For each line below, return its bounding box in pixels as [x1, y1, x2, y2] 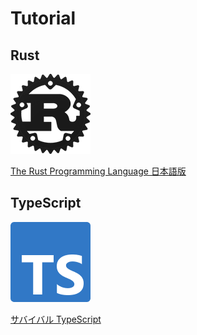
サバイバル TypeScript [10, 313, 102, 325]
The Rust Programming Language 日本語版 [10, 165, 187, 177]
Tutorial [10, 7, 77, 30]
